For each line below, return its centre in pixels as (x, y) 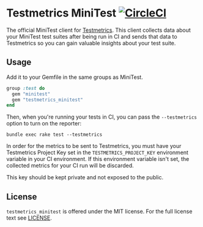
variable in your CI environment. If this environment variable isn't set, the (98, 159)
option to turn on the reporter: (44, 124)
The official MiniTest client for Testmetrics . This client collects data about (99, 30)
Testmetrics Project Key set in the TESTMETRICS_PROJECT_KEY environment (97, 152)
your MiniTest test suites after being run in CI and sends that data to (92, 36)
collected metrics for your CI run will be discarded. (70, 166)
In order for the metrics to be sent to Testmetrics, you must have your (94, 146)
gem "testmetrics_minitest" (48, 100)
